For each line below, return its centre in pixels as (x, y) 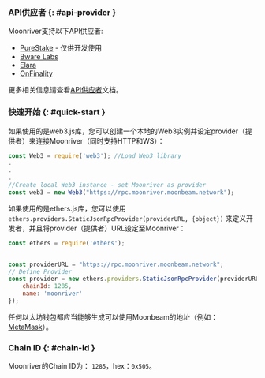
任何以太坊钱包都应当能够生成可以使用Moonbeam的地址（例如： (113, 316)
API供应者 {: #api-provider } (62, 12)
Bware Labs (39, 57)
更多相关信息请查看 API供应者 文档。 (66, 90)
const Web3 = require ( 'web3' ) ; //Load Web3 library (95, 155)
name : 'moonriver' (52, 294)
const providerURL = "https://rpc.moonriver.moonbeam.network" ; (116, 264)
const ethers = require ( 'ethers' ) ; (67, 243)
